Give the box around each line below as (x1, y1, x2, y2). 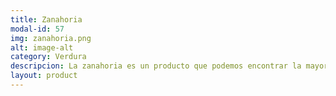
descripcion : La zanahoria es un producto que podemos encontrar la (10, 61, 302, 71)
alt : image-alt (10, 42, 74, 53)
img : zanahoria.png (10, 33, 92, 43)
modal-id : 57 (10, 24, 65, 34)
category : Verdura (10, 52, 87, 62)
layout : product (10, 71, 78, 81)
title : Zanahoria (10, 14, 83, 25)
